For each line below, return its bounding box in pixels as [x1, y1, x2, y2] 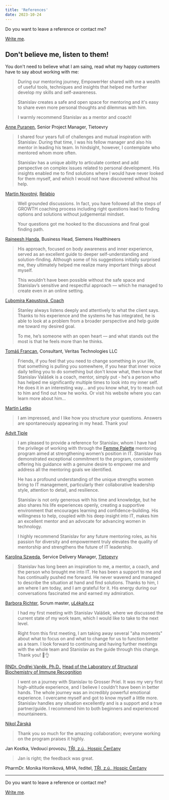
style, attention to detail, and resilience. [17, 487, 100, 493]
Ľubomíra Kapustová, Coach [5, 298, 64, 304]
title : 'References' [5, 7, 49, 13]
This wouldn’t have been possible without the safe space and [17, 277, 145, 283]
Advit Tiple [5, 430, 28, 436]
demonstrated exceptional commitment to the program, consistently [17, 456, 158, 462]
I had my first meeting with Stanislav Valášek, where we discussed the [17, 610, 163, 616]
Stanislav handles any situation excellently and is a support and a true [17, 700, 162, 706]
